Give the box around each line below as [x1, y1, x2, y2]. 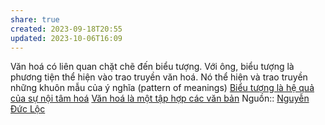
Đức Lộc [10, 103, 46, 115]
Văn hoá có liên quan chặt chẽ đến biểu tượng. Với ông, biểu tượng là [10, 61, 295, 73]
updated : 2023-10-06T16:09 [10, 33, 123, 43]
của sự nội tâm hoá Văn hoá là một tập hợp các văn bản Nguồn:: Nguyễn [10, 92, 310, 105]
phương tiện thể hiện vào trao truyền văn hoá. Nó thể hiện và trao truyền [10, 71, 308, 83]
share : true [10, 14, 60, 25]
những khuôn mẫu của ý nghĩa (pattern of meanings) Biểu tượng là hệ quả [10, 82, 315, 94]
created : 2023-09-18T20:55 [10, 24, 123, 34]
